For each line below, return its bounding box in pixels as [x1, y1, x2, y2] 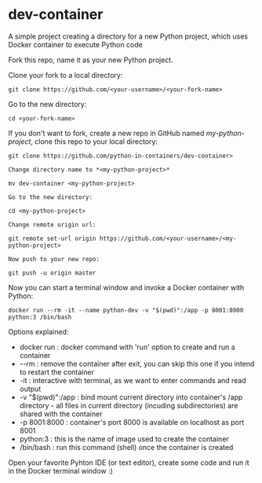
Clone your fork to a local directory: [8, 70, 123, 79]
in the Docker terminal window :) [8, 466, 114, 475]
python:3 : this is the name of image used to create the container [19, 434, 229, 444]
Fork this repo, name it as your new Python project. [8, 55, 174, 65]
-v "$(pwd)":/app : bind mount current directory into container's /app [19, 392, 243, 402]
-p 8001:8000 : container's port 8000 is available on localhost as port [19, 417, 245, 426]
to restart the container [19, 367, 94, 377]
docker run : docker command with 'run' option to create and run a [19, 342, 235, 352]
